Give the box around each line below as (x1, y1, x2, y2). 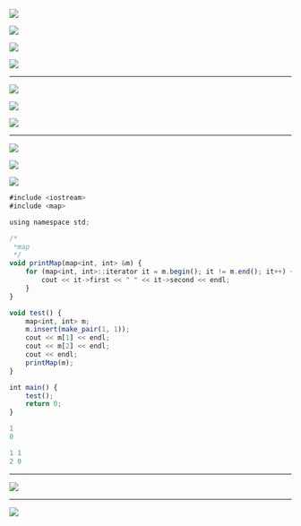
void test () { (9, 308, 63, 317)
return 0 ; (25, 400, 63, 409)
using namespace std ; (9, 218, 90, 227)
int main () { (9, 383, 58, 392)
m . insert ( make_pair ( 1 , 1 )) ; (25, 325, 130, 334)
